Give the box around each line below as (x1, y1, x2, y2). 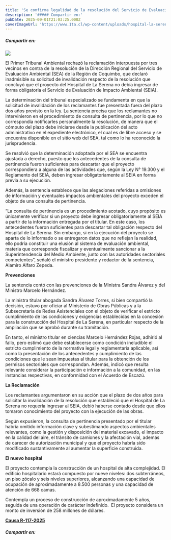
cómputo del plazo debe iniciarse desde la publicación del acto (5, 124, 138, 130)
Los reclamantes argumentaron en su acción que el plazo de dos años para (5, 392, 163, 398)
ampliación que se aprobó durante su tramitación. (5, 325, 109, 331)
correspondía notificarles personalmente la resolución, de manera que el (5, 118, 158, 125)
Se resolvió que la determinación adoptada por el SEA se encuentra (5, 150, 148, 156)
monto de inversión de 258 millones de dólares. (5, 507, 105, 513)
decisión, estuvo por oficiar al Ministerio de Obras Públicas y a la (5, 303, 141, 309)
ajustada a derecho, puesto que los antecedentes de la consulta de (5, 156, 147, 162)
